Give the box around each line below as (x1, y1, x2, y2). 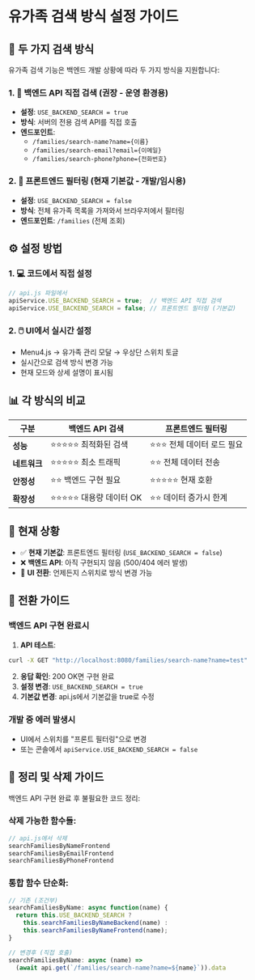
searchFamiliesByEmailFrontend (8, 849, 114, 858)
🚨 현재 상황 (8, 524, 61, 538)
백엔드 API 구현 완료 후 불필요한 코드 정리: (8, 793, 141, 803)
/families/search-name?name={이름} (32, 138, 150, 146)
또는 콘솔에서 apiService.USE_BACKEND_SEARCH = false (19, 744, 198, 753)
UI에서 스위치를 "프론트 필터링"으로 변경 (19, 734, 147, 744)
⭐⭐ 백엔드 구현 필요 (49, 474, 121, 486)
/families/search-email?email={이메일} (32, 146, 162, 155)
